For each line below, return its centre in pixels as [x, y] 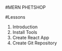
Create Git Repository [35, 43]
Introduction [25, 27]
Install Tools [25, 32]
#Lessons [15, 17]
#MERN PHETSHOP [25, 7]
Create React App [31, 38]
